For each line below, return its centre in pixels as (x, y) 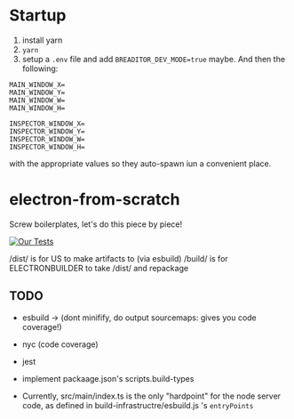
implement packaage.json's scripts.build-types (108, 378)
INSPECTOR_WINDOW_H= (48, 147)
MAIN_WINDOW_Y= (37, 93)
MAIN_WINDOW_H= (37, 108)
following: (40, 68)
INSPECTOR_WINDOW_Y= (48, 131)
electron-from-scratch (95, 200)
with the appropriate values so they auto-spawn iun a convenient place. (140, 163)
